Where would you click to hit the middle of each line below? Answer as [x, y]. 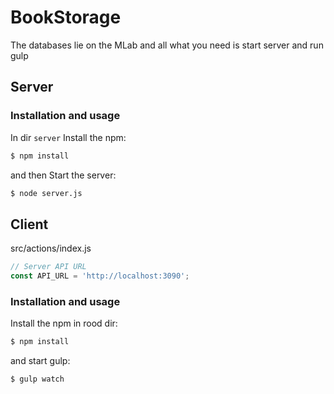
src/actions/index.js [51, 248]
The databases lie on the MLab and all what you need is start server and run [167, 45]
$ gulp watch [37, 379]
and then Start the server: [63, 175]
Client [29, 224]
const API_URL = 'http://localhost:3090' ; [100, 276]
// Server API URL [48, 267]
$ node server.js [46, 193]
